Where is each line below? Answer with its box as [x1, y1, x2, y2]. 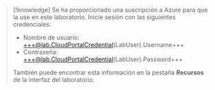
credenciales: [12, 20, 52, 28]
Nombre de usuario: [23, 33, 80, 42]
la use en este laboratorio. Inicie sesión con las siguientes [12, 13, 176, 21]
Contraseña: [23, 48, 58, 56]
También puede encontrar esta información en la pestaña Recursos [12, 68, 204, 76]
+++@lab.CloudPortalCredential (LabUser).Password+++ [23, 55, 183, 63]
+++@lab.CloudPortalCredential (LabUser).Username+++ [23, 41, 184, 48]
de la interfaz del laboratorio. [12, 76, 95, 84]
